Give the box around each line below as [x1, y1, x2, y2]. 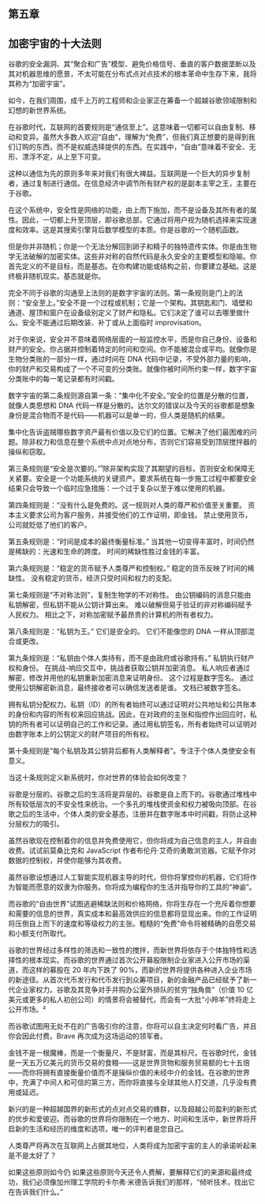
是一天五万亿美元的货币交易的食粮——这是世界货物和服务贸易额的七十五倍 [8, 1058, 250, 1067]
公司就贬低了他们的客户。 [8, 520, 91, 530]
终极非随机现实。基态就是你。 [8, 272, 105, 281]
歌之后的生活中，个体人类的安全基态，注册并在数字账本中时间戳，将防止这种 [8, 809, 257, 819]
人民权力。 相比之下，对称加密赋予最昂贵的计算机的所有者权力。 [8, 610, 218, 620]
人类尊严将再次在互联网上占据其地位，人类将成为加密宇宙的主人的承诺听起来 [8, 1141, 257, 1150]
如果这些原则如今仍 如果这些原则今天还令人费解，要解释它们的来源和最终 [8, 1168, 245, 1177]
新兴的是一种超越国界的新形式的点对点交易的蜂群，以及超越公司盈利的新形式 [8, 1105, 257, 1114]
